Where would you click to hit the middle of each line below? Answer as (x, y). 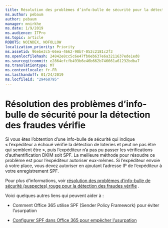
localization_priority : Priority (40, 47)
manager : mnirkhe (23, 24)
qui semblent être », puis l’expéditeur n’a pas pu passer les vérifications (79, 150)
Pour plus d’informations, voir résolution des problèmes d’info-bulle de (78, 181)
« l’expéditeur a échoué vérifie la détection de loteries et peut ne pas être (80, 144)
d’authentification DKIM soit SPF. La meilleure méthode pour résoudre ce (80, 155)
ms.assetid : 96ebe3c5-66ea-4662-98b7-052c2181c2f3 (59, 51)
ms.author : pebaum (24, 14)
